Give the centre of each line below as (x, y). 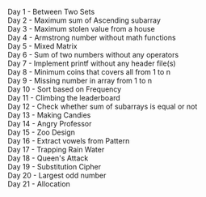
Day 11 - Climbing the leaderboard (64, 98)
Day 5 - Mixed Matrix (42, 46)
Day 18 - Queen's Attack (48, 158)
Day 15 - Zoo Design (42, 132)
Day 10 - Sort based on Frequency (65, 89)
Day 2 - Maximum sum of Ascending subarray (84, 20)
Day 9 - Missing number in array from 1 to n (80, 81)
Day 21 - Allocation (39, 184)
